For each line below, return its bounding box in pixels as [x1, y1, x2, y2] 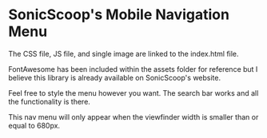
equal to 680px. [8, 120, 61, 130]
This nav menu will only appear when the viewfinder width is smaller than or [8, 112, 259, 121]
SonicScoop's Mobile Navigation [8, 6, 230, 24]
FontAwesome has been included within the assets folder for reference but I [8, 64, 258, 73]
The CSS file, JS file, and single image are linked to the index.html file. [8, 49, 239, 58]
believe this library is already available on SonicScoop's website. [8, 73, 221, 82]
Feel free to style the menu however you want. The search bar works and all [8, 88, 259, 97]
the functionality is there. [8, 97, 90, 106]
